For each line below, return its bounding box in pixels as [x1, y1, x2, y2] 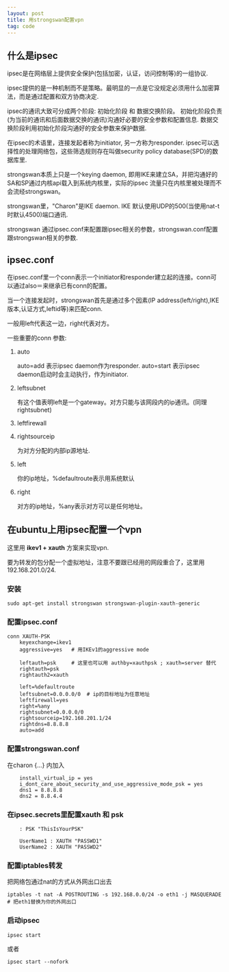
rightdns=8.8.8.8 [19, 721, 69, 728]
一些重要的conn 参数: [7, 334, 67, 342]
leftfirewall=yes [19, 697, 69, 704]
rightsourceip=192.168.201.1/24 [19, 715, 111, 722]
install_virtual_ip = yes [19, 775, 94, 782]
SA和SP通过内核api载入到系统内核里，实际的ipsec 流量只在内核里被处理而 [7, 179, 216, 187]
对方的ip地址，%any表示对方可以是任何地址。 [16, 502, 147, 510]
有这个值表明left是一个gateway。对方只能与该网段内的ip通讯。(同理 [16, 398, 207, 406]
